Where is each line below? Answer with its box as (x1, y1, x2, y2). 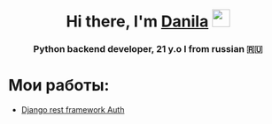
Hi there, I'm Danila (66, 11, 209, 32)
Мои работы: (8, 76, 110, 96)
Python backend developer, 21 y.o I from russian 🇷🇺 (33, 43, 263, 55)
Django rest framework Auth (20, 105, 125, 115)
